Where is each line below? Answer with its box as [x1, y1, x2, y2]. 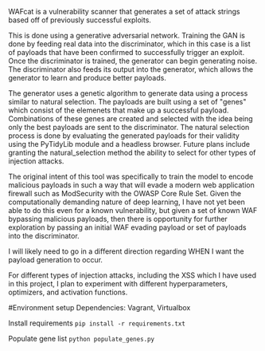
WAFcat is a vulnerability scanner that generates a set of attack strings [8, 7, 240, 16]
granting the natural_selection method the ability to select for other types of [8, 148, 256, 157]
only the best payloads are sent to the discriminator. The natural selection [8, 123, 250, 132]
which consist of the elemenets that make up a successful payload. [8, 105, 229, 115]
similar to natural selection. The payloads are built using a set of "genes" [8, 97, 247, 106]
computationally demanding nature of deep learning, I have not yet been [8, 197, 245, 207]
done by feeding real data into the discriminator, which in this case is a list [8, 39, 251, 49]
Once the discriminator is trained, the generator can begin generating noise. [8, 56, 257, 65]
